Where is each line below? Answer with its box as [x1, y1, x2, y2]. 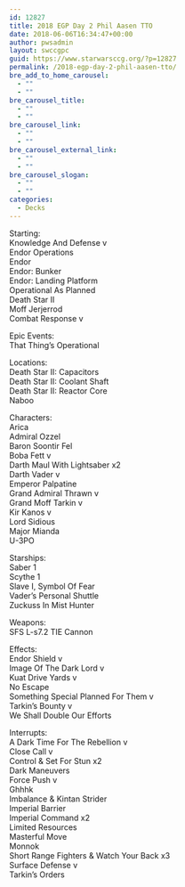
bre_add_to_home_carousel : [9, 71, 109, 80]
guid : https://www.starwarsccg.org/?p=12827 [9, 54, 177, 63]
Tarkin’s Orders [9, 869, 65, 880]
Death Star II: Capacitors [9, 366, 100, 377]
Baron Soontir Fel [9, 440, 73, 451]
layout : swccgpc [9, 46, 69, 55]
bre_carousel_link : [9, 121, 82, 130]
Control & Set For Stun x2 [9, 755, 102, 766]
